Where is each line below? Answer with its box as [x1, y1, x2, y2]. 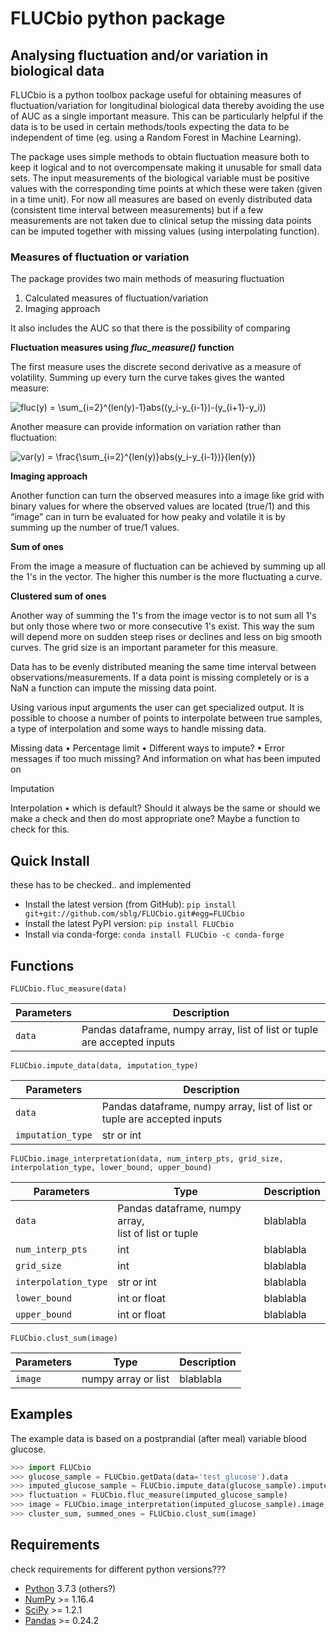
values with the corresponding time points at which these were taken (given [10, 183, 323, 194]
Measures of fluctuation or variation [10, 250, 190, 264]
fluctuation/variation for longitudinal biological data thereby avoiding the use [10, 100, 325, 111]
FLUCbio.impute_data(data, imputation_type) [10, 1060, 199, 1071]
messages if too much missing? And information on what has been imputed [10, 753, 321, 765]
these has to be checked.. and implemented [10, 879, 192, 891]
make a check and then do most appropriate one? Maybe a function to [10, 813, 300, 825]
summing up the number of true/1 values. [10, 522, 180, 534]
